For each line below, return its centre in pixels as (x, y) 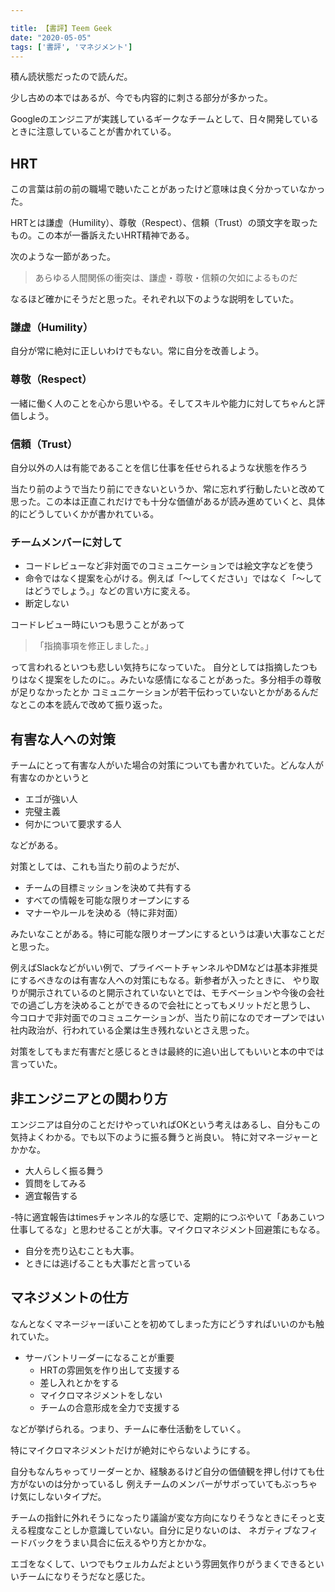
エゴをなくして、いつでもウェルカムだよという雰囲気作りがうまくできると (163, 1563)
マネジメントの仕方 (69, 1297)
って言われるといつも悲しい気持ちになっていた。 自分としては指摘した (155, 667)
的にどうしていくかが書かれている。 (85, 514)
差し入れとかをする (79, 1382)
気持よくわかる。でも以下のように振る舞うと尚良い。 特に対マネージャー (160, 1137)
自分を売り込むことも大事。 (82, 1250)
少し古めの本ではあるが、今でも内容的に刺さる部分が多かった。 (141, 98)
